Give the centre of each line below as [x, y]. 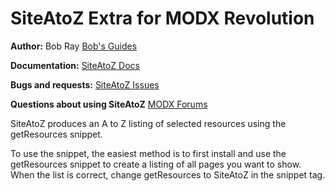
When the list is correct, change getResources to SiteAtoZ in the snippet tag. [168, 174]
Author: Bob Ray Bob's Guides [74, 46]
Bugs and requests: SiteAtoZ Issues [85, 84]
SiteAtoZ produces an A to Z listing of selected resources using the [148, 123]
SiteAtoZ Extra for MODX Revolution [162, 18]
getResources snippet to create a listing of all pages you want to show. [156, 164]
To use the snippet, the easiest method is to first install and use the [148, 153]
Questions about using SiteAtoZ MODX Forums [109, 104]
